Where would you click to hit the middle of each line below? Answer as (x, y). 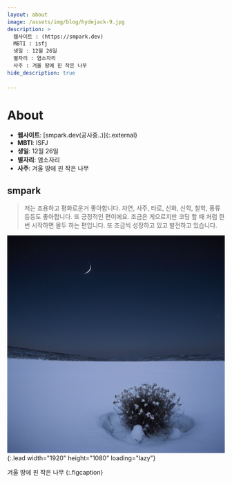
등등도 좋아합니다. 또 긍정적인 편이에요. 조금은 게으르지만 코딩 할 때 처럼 (120, 217)
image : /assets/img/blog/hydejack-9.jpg (66, 22)
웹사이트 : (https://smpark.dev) (58, 37)
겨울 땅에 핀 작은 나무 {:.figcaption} (55, 473)
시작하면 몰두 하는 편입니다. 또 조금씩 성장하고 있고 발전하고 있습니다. (124, 225)
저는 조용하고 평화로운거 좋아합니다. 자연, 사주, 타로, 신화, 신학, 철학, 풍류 (122, 208)
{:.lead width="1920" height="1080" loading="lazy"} (81, 458)
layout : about (28, 15)
